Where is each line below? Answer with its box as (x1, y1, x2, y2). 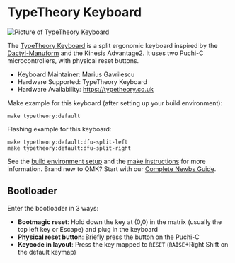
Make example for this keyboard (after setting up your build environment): (7, 98, 223, 107)
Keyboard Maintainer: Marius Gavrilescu (17, 70, 135, 78)
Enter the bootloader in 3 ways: (7, 204, 99, 212)
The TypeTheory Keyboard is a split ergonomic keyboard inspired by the (7, 41, 218, 49)
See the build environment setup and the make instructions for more (7, 157, 207, 165)
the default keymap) (17, 247, 76, 256)
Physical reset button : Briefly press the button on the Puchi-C (17, 233, 200, 241)
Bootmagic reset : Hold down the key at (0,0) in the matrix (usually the (17, 217, 222, 226)
